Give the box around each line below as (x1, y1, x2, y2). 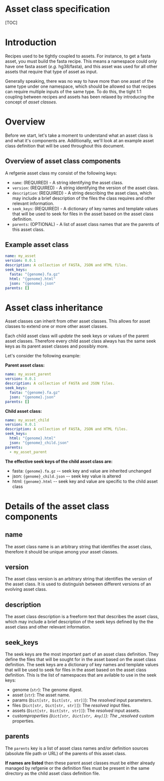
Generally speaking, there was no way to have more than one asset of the (5, 78, 154, 84)
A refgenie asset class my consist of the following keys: (5, 170, 117, 176)
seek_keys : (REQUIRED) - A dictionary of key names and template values (12, 205, 158, 211)
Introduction (5, 37, 57, 48)
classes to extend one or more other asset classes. (5, 324, 108, 329)
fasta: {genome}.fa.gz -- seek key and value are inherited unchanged (12, 468, 152, 474)
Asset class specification (5, 3, 110, 15)
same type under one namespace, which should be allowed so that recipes (5, 83, 157, 89)
